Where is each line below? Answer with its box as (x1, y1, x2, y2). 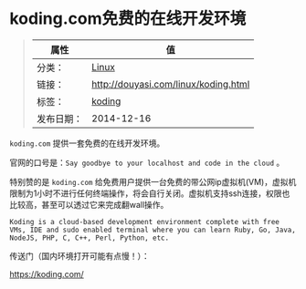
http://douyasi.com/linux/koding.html (90, 77, 250, 90)
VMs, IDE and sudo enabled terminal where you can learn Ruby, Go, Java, (9, 225, 297, 234)
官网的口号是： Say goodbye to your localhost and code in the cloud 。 (9, 157, 285, 168)
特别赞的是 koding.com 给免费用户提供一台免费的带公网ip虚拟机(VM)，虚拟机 (9, 176, 297, 187)
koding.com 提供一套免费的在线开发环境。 (9, 138, 165, 149)
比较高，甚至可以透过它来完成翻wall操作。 (9, 199, 169, 210)
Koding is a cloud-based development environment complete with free (9, 217, 280, 226)
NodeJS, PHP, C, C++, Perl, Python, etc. (9, 233, 170, 243)
